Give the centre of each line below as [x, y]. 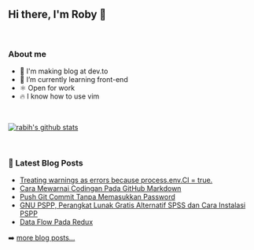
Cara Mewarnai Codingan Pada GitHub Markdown [100, 188]
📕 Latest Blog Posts [46, 163]
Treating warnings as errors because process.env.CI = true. [116, 180]
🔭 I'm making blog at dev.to [64, 71]
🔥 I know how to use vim [59, 96]
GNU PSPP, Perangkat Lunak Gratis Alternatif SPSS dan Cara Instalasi [133, 205]
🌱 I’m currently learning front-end [74, 80]
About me [28, 54]
